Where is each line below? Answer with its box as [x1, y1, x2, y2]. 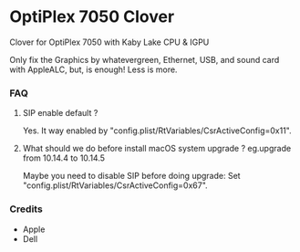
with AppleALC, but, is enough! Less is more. [9, 64, 178, 75]
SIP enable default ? [22, 108, 98, 119]
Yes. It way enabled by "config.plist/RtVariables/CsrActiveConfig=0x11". [22, 125, 292, 136]
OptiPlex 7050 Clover [9, 6, 175, 27]
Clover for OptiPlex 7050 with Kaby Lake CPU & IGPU [9, 37, 210, 47]
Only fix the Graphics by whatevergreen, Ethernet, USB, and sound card [9, 54, 280, 65]
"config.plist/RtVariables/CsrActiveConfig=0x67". [22, 180, 208, 191]
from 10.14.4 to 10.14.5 [22, 152, 106, 163]
